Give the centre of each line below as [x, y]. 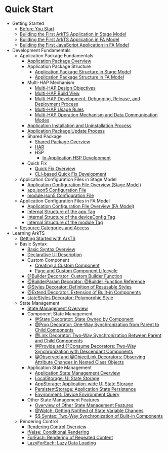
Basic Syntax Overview [51, 249]
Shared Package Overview [62, 141]
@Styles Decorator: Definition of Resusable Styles [79, 286]
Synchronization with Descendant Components [84, 351]
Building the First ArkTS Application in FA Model [69, 39]
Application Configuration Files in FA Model [65, 200]
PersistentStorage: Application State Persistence [85, 389]
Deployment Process [56, 104]
